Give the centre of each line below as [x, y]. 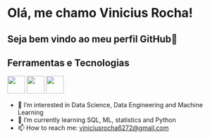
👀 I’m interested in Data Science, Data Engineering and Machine [110, 105]
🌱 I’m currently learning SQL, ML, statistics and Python [97, 120]
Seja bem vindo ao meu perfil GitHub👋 [92, 39]
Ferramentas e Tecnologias [69, 62]
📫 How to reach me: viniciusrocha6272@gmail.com [93, 128]
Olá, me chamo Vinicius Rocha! [100, 13]
